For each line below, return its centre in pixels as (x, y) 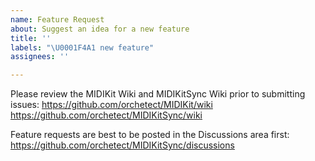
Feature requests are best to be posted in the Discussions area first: (150, 135)
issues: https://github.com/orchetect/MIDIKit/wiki (111, 105)
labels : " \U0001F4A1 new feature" (82, 47)
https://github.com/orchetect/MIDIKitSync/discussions (122, 145)
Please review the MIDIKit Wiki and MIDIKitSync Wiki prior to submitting (158, 94)
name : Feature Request (57, 19)
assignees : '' (40, 57)
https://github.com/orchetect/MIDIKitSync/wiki (106, 115)
